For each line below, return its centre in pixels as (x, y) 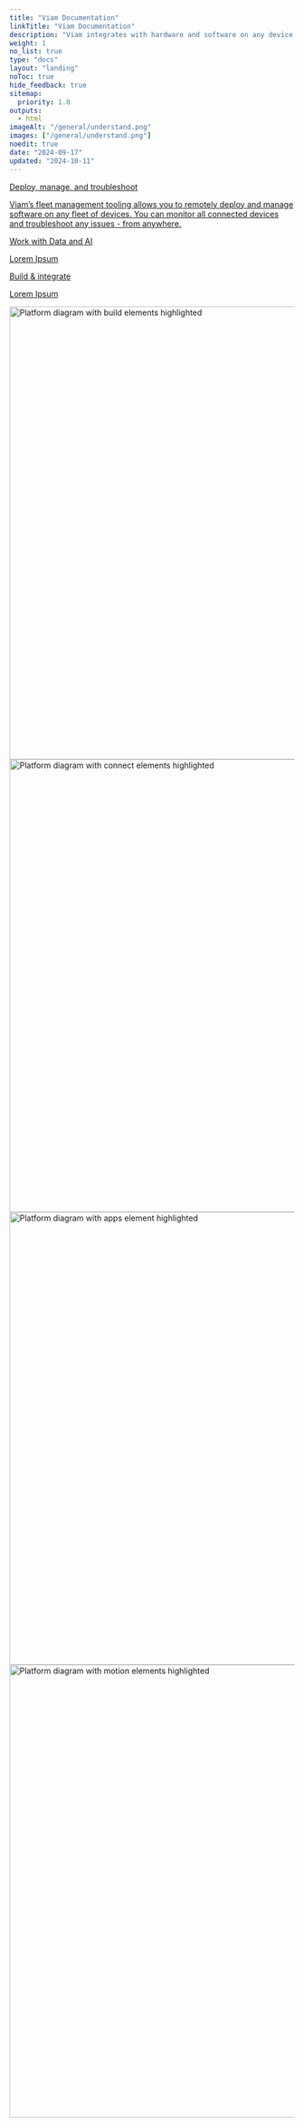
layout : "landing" (44, 69)
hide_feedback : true (48, 85)
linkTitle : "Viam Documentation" (72, 26)
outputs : (26, 110)
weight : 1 (28, 43)
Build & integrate (40, 276)
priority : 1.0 (44, 102)
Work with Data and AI (51, 241)
